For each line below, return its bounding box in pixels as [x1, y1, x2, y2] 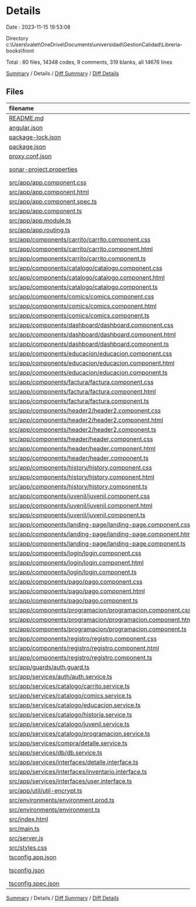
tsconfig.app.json [9, 853, 57, 861]
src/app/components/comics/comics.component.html [9, 302, 157, 310]
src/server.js [9, 834, 44, 842]
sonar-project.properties [9, 165, 78, 173]
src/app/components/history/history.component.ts [9, 482, 148, 491]
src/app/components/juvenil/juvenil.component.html [9, 501, 153, 509]
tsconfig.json [9, 866, 45, 874]
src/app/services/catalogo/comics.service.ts [9, 691, 132, 699]
